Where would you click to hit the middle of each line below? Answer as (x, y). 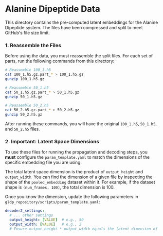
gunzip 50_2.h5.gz (24, 115)
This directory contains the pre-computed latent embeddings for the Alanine (81, 22)
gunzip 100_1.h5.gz (25, 79)
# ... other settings (31, 215)
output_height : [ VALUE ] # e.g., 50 (46, 220)
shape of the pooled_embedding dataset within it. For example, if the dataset (80, 182)
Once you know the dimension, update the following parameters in (72, 197)
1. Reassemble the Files (33, 45)
